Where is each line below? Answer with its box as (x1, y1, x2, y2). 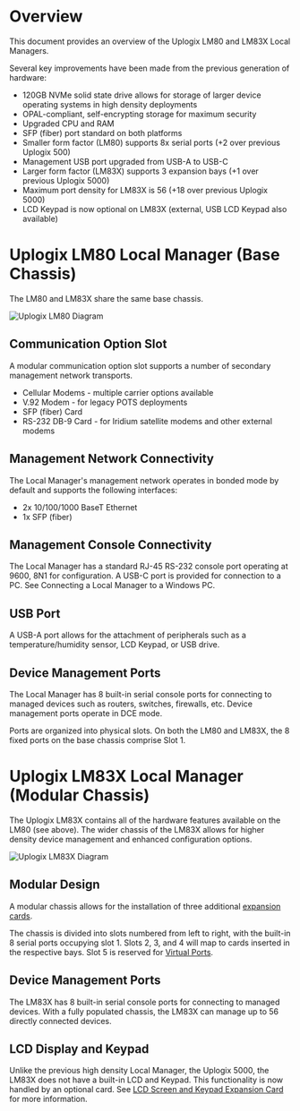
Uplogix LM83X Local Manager (9, 766, 244, 787)
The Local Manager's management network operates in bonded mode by (9, 474, 279, 485)
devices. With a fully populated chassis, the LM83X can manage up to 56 (9, 1005, 279, 1017)
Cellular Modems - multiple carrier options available (21, 387, 214, 397)
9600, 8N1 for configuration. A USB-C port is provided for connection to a (9, 570, 282, 581)
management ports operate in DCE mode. (9, 707, 163, 718)
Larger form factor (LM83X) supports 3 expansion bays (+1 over (21, 166, 260, 176)
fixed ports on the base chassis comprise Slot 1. (9, 734, 186, 745)
